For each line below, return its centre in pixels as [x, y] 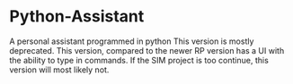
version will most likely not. [59, 70]
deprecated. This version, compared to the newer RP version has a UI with [147, 50]
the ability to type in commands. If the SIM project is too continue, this [139, 60]
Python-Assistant [77, 17]
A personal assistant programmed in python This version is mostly [132, 41]
